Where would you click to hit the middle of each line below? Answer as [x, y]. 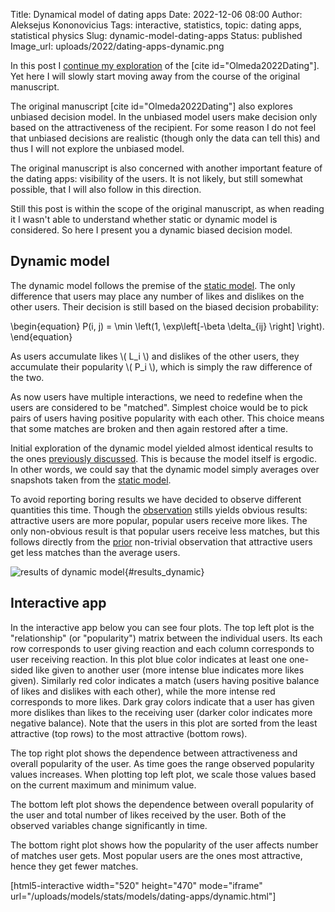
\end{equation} [41, 336]
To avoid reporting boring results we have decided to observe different [156, 499]
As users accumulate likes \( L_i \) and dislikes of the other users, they [155, 356]
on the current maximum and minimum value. [103, 785]
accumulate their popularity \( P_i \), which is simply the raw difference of [161, 366]
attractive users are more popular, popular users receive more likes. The [159, 520]
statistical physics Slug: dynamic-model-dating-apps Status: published [156, 35]
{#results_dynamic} [164, 571]
